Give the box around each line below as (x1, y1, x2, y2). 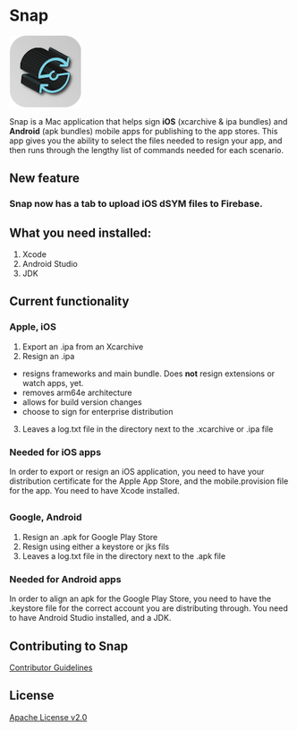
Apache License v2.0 (9, 711, 88, 722)
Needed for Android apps (9, 572, 122, 585)
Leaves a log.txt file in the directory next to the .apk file (21, 550, 226, 561)
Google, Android (9, 512, 82, 524)
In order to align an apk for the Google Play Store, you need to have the (9, 593, 271, 605)
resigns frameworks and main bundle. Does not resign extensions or (21, 368, 276, 379)
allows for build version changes (21, 396, 142, 408)
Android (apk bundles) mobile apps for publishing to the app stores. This (9, 125, 278, 136)
